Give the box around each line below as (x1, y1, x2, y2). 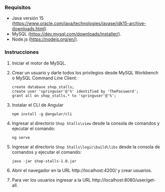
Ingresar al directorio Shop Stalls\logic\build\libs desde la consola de (11, 143, 161, 150)
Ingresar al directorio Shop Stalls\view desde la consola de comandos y (11, 120, 160, 126)
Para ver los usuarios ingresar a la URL (11, 177, 91, 183)
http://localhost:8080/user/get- (92, 177, 156, 183)
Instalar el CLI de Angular (11, 102, 64, 108)
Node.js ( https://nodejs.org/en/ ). (11, 36, 78, 42)
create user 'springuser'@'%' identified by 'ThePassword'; (11, 89, 139, 94)
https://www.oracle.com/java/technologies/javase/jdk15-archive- (13, 20, 147, 26)
